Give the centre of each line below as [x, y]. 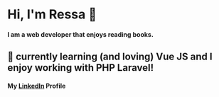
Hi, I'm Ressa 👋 [52, 15]
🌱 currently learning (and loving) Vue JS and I [110, 57]
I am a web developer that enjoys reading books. [81, 34]
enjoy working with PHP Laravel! [81, 68]
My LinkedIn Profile [37, 86]
